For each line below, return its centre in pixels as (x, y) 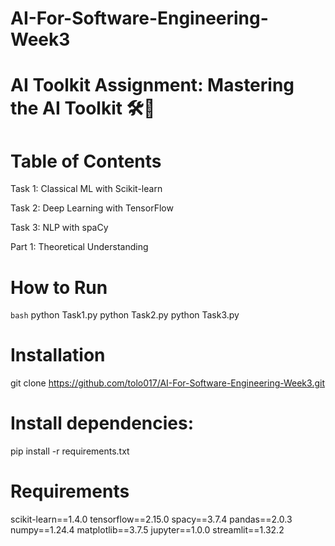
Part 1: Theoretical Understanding (79, 247)
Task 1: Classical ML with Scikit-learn (86, 189)
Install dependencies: (102, 423)
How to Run (59, 287)
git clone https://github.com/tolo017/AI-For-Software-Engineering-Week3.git (167, 383)
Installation (58, 355)
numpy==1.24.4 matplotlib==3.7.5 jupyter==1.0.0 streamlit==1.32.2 (147, 530)
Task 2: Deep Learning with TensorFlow (92, 208)
